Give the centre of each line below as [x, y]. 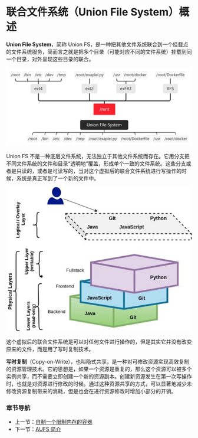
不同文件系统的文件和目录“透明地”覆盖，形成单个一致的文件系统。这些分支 [96, 164]
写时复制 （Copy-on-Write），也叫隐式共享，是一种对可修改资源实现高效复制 [98, 361]
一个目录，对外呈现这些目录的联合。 [50, 59]
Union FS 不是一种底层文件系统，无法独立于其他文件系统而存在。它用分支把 [98, 156]
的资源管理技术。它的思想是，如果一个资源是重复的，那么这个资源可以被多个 [99, 369]
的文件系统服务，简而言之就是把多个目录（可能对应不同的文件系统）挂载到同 [99, 51]
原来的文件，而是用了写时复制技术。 [50, 349]
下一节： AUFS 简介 [38, 429]
